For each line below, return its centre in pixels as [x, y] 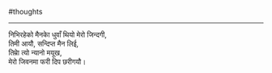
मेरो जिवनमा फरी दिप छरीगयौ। [47, 62]
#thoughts [25, 12]
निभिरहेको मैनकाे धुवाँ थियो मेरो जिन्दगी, [57, 34]
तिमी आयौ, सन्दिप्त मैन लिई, [44, 44]
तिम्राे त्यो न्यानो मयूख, [35, 53]
